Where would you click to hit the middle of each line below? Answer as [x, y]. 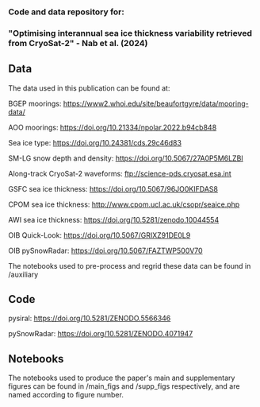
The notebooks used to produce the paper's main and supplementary [122, 378]
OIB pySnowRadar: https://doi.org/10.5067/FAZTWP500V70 [106, 250]
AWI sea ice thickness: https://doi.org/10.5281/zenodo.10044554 [114, 219]
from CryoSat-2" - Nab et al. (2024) [78, 43]
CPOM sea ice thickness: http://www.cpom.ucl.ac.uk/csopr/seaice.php [124, 204]
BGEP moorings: [35, 103]
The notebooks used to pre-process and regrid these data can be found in [130, 266]
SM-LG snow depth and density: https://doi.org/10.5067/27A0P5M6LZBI [126, 158]
